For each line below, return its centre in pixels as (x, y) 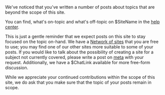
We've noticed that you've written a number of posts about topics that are (80, 7)
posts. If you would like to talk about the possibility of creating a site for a (79, 52)
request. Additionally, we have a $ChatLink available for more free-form (78, 62)
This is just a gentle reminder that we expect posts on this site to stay (75, 36)
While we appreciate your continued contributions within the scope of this (80, 77)
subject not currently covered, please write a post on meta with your (74, 57)
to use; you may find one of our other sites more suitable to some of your (79, 47)
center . (12, 27)
